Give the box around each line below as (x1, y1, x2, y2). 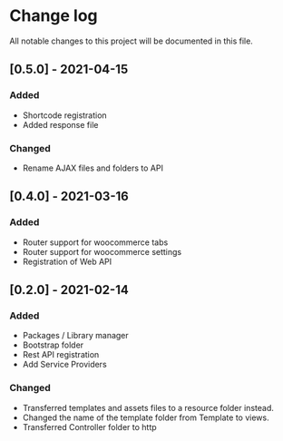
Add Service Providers (22, 359, 107, 370)
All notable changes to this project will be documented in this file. (9, 35, 254, 46)
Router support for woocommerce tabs (22, 237, 169, 248)
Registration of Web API (22, 256, 112, 267)
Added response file (22, 119, 99, 130)
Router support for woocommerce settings (22, 246, 182, 257)
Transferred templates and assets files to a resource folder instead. (22, 402, 274, 413)
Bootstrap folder (22, 339, 84, 350)
